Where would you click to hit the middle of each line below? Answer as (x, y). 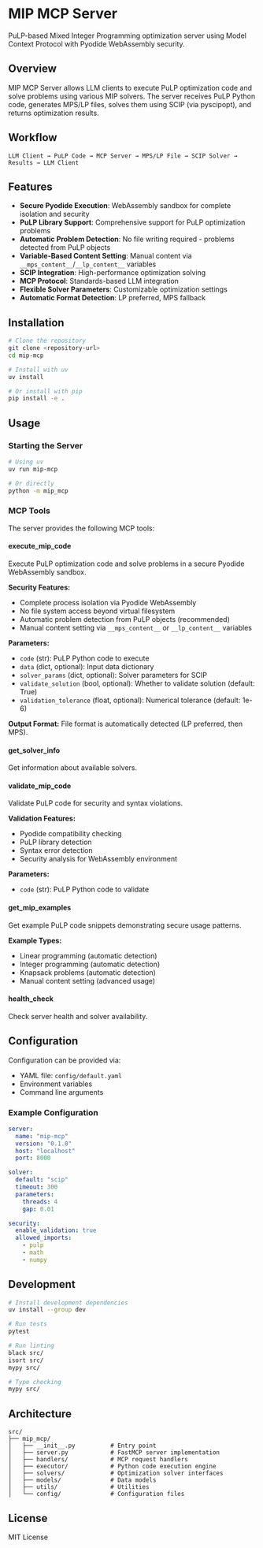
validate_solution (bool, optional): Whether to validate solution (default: (137, 683)
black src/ (26, 1353)
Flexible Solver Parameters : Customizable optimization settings (124, 289)
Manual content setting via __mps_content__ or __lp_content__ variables (136, 628)
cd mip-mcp (26, 355)
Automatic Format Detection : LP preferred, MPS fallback (113, 298)
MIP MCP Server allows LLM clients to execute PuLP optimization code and (130, 87)
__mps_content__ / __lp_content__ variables (88, 264)
